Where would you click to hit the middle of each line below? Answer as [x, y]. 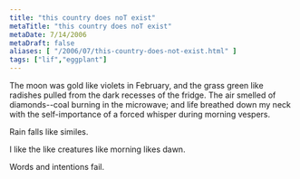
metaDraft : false [42, 43]
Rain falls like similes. [49, 132]
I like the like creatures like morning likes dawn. [97, 149]
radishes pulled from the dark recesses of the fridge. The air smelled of [143, 95]
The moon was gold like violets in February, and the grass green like [137, 85]
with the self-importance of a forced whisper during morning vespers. [140, 114]
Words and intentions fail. [57, 167]
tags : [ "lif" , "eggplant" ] [58, 60]
